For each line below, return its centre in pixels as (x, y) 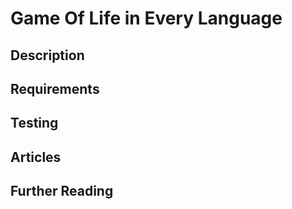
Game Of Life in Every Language (146, 18)
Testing (34, 123)
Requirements (55, 88)
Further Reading (62, 191)
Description (47, 55)
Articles (36, 157)
